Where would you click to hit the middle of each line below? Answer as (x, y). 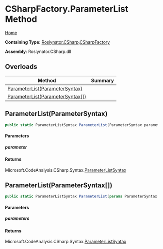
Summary (102, 80)
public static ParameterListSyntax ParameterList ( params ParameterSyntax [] (83, 197)
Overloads (21, 67)
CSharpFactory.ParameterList (67, 9)
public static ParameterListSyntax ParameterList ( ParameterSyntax (73, 125)
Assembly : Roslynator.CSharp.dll (38, 51)
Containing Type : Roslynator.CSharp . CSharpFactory (57, 42)
